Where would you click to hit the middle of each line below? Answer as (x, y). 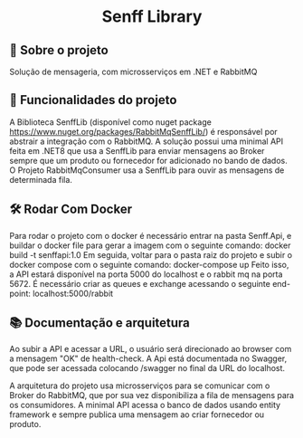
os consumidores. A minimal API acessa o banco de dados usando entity (145, 405)
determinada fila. (41, 179)
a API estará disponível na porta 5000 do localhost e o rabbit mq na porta (146, 274)
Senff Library (152, 17)
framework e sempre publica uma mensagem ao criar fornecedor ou (137, 414)
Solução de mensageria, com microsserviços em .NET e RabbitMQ (133, 71)
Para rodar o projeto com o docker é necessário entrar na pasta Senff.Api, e (151, 235)
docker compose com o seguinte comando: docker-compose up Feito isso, (149, 264)
